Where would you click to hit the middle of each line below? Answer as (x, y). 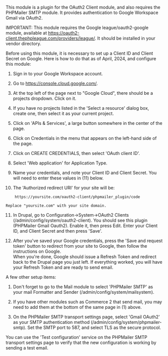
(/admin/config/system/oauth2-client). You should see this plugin (80, 220)
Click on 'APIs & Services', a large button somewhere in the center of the (87, 123)
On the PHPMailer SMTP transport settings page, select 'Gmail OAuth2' (86, 317)
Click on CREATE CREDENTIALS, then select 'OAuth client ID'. (76, 153)
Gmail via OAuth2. (24, 18)
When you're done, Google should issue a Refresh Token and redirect (84, 257)
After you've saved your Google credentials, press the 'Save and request (88, 241)
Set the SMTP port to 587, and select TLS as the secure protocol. (94, 327)
